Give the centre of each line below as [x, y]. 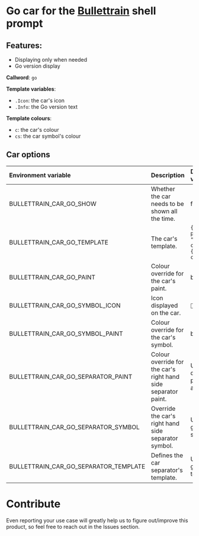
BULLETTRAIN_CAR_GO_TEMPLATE [59, 242]
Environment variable [40, 175]
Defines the [167, 455]
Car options [28, 155]
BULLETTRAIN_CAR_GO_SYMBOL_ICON [65, 305]
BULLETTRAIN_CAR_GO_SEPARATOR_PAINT [71, 376]
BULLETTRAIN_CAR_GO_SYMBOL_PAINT [66, 334]
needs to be [168, 204]
